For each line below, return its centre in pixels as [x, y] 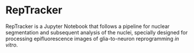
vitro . [12, 45]
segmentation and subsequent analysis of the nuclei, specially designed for [97, 32]
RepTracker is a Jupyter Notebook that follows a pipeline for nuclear [88, 26]
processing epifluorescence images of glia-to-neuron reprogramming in [92, 38]
